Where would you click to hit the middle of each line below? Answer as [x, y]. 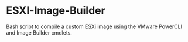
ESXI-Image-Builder [56, 11]
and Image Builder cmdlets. [39, 32]
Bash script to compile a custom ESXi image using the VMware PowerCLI [94, 26]
